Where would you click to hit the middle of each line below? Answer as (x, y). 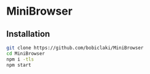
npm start (19, 65)
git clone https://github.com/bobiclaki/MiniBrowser (75, 48)
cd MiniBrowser (26, 53)
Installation (28, 34)
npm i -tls (20, 59)
